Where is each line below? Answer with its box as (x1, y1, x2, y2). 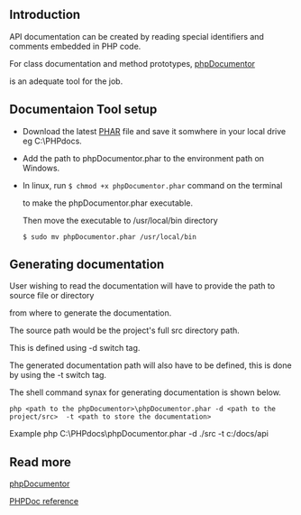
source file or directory (9, 290, 95, 301)
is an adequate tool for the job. (9, 76, 123, 87)
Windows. (22, 162, 60, 173)
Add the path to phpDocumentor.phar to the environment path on (22, 152, 264, 163)
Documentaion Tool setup (9, 102, 158, 117)
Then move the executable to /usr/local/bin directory (22, 215, 218, 225)
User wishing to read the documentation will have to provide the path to (9, 280, 276, 291)
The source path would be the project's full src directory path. (9, 325, 241, 336)
